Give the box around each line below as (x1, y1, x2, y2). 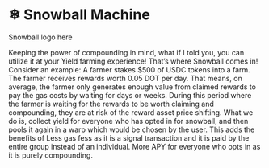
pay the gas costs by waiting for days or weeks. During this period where (8, 90, 252, 100)
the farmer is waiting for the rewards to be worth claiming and (8, 99, 214, 109)
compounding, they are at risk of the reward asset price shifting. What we (8, 107, 254, 117)
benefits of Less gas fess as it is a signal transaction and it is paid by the (8, 133, 250, 142)
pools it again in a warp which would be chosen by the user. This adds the (8, 125, 255, 134)
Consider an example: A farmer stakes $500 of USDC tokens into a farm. (8, 64, 250, 74)
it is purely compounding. (8, 150, 93, 160)
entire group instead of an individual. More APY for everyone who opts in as (8, 141, 261, 151)
